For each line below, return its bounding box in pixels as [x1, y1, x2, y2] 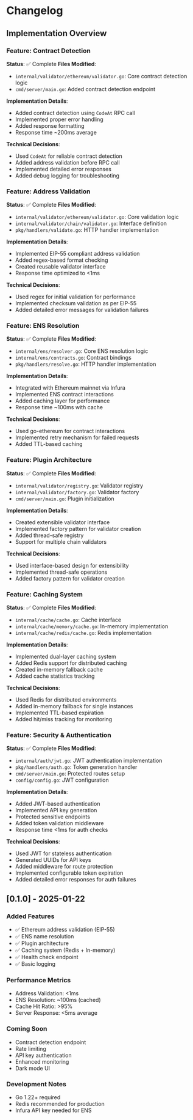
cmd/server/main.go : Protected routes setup [15, 770, 125, 777]
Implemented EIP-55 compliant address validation [15, 250, 140, 258]
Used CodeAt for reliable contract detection [15, 152, 123, 160]
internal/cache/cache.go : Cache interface [15, 616, 122, 624]
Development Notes [6, 1080, 67, 1088]
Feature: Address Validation [6, 187, 91, 196]
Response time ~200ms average [15, 128, 97, 136]
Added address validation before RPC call [15, 158, 120, 166]
